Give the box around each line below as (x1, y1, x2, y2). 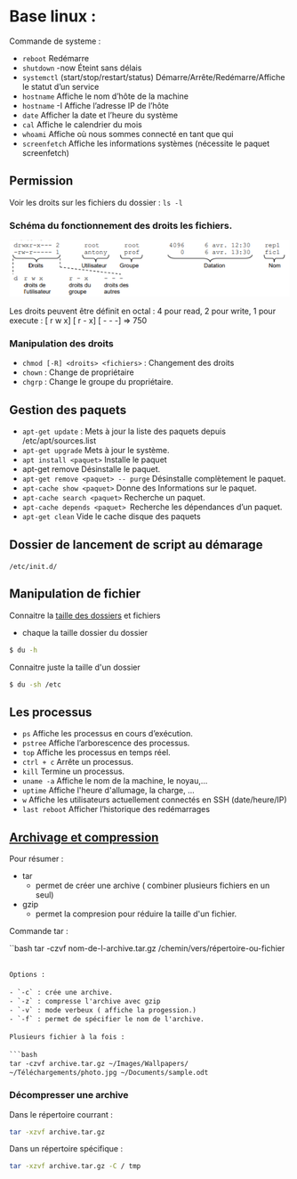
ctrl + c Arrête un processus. (21, 757, 134, 768)
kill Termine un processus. (21, 766, 125, 777)
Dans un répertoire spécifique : (9, 1143, 123, 1154)
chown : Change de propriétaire (21, 367, 135, 378)
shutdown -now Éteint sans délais (21, 62, 142, 73)
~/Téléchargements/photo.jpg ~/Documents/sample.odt (9, 1069, 209, 1077)
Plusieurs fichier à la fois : (9, 1033, 125, 1042)
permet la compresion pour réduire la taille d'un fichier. (35, 908, 237, 919)
